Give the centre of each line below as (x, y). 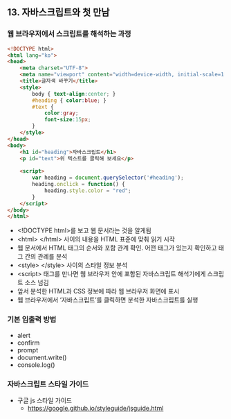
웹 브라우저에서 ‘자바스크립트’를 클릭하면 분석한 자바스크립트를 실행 (108, 300)
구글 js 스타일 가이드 (45, 400)
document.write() (42, 357)
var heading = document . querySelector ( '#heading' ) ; (108, 178)
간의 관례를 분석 (46, 257)
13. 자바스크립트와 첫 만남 (58, 12)
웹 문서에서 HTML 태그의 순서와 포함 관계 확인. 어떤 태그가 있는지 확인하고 (117, 248)
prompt (28, 350)
